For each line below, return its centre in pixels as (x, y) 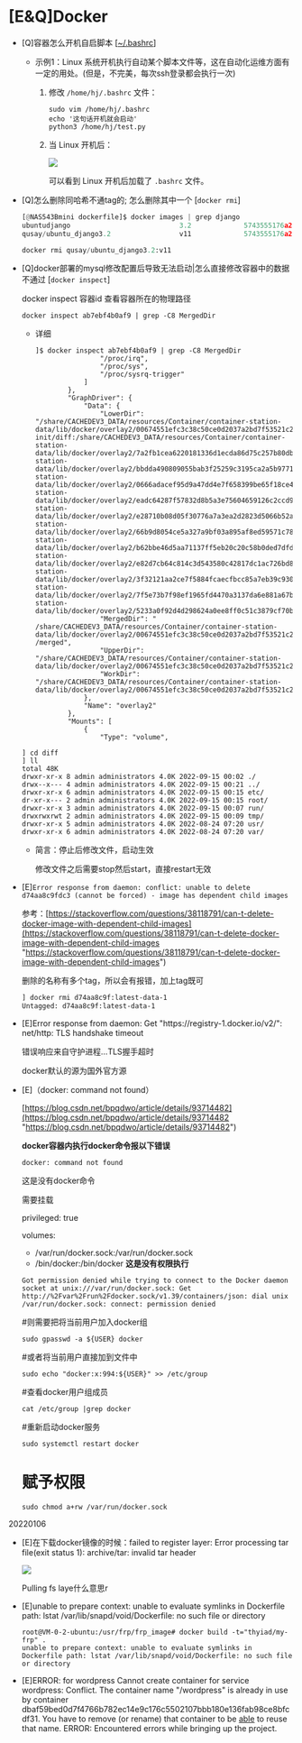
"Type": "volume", (134, 738)
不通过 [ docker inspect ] (66, 280)
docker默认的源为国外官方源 (74, 1071)
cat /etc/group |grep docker (76, 1409)
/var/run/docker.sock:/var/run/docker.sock (114, 1253)
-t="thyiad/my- (261, 1633)
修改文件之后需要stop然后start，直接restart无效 (123, 869)
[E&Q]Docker (59, 17)
